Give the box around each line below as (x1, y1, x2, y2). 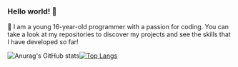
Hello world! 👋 (7, 6, 57, 16)
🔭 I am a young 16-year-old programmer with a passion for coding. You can (7, 23, 229, 31)
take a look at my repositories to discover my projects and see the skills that (7, 30, 231, 38)
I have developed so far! (7, 38, 79, 46)
